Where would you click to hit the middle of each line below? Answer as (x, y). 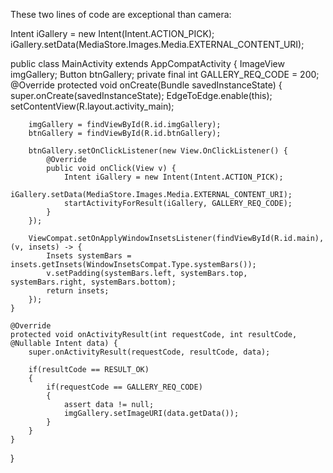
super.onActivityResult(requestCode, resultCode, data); (149, 352)
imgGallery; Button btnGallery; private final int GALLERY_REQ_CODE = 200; (165, 74)
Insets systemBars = (89, 256)
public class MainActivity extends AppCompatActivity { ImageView (147, 63)
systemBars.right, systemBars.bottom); (93, 282)
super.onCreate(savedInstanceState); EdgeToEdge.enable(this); (141, 95)
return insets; (78, 291)
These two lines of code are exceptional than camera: (121, 14)
